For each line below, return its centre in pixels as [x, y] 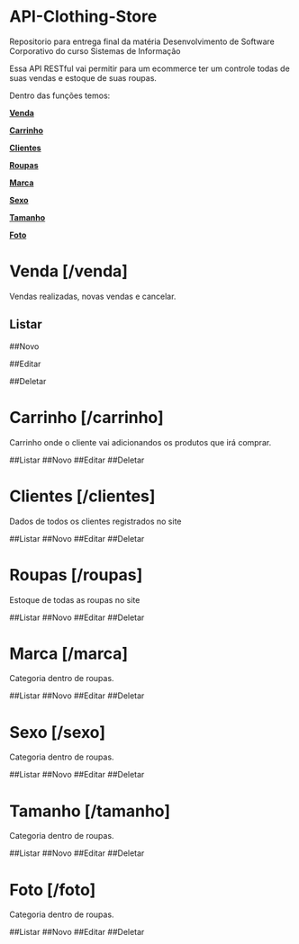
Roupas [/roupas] [76, 575]
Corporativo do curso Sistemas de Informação [95, 50]
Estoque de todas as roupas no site [75, 599]
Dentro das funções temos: [60, 95]
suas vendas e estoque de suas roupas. [83, 77]
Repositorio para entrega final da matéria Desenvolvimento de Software [142, 41]
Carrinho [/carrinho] [86, 417]
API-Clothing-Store [83, 17]
